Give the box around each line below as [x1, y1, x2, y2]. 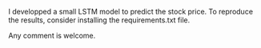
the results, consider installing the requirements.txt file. [8, 15, 191, 25]
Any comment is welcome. [8, 31, 96, 40]
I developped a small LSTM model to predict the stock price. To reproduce [8, 7, 254, 16]
